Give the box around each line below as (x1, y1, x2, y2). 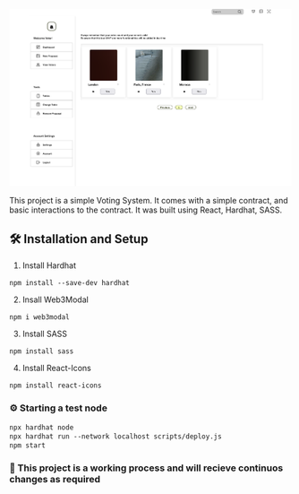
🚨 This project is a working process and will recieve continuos (9, 462, 284, 474)
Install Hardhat (21, 260, 77, 271)
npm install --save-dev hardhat (9, 278, 130, 287)
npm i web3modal (9, 312, 70, 322)
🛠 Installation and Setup (9, 231, 149, 247)
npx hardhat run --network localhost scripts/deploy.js (9, 431, 222, 441)
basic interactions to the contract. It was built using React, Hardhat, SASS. (9, 204, 283, 215)
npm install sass (9, 346, 74, 356)
